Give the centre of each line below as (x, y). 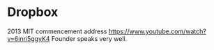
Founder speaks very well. (89, 38)
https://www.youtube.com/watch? (158, 31)
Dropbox (33, 12)
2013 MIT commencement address (57, 31)
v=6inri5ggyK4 (29, 38)
